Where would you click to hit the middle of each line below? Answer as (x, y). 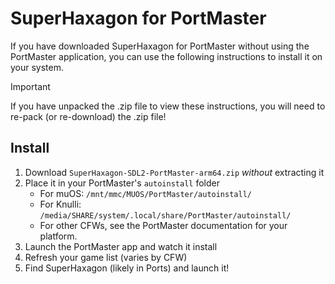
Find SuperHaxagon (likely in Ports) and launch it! (127, 268)
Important (30, 86)
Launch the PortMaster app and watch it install (121, 246)
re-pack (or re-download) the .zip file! (88, 116)
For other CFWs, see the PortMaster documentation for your (163, 225)
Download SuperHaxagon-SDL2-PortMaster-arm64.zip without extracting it (174, 172)
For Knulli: (60, 204)
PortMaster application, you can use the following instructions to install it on (166, 56)
